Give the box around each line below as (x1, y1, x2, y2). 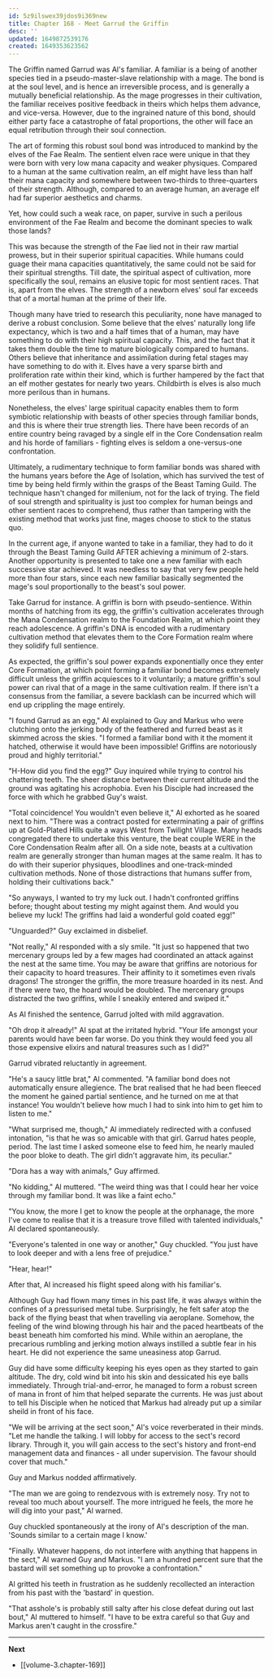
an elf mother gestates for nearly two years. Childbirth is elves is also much (8, 379, 262, 389)
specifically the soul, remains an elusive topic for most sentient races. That (8, 276, 259, 286)
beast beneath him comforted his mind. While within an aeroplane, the (8, 1330, 244, 1340)
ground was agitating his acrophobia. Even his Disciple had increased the (8, 784, 254, 793)
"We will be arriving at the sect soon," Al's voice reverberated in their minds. (8, 1422, 264, 1432)
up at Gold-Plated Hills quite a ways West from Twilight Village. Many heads (8, 825, 262, 835)
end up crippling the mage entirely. (8, 700, 126, 709)
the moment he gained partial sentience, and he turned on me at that (8, 1092, 239, 1101)
